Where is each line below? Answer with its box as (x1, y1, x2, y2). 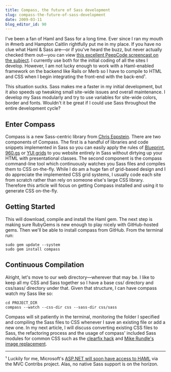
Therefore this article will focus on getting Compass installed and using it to (5, 182, 164, 189)
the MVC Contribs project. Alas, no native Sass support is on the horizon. (5, 361, 159, 367)
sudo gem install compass (5, 246, 60, 252)
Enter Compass (5, 120, 55, 129)
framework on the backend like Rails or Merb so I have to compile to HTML (5, 68, 162, 75)
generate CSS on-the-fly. (5, 188, 59, 194)
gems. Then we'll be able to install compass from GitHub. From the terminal (5, 227, 163, 233)
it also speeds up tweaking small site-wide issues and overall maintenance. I (5, 89, 165, 95)
